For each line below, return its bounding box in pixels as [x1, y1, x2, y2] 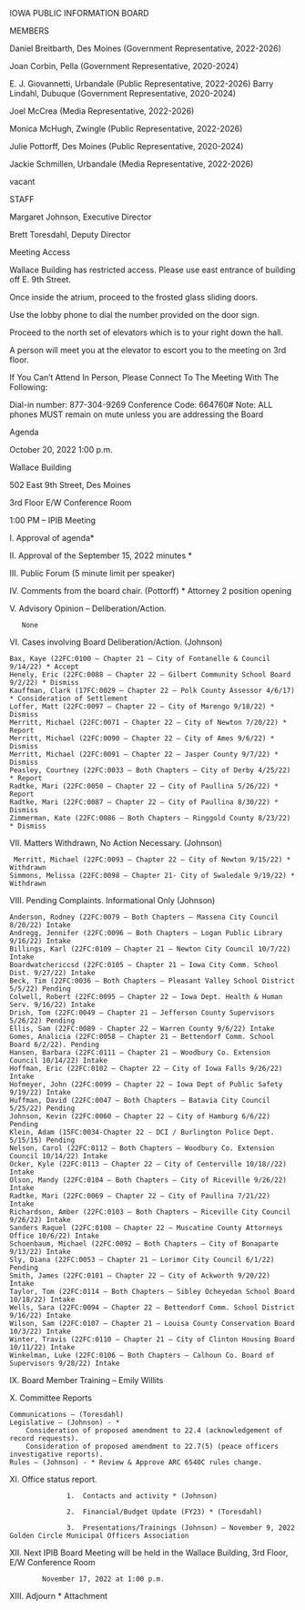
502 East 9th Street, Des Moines [9, 480, 131, 490]
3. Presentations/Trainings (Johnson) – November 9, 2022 [66, 1523, 296, 1533]
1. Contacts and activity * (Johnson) [66, 1492, 219, 1501]
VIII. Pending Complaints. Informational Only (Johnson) [9, 895, 216, 905]
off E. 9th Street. [9, 274, 71, 285]
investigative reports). [9, 1450, 104, 1459]
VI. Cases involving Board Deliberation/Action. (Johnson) [9, 637, 223, 647]
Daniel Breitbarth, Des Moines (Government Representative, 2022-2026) [9, 43, 282, 54]
